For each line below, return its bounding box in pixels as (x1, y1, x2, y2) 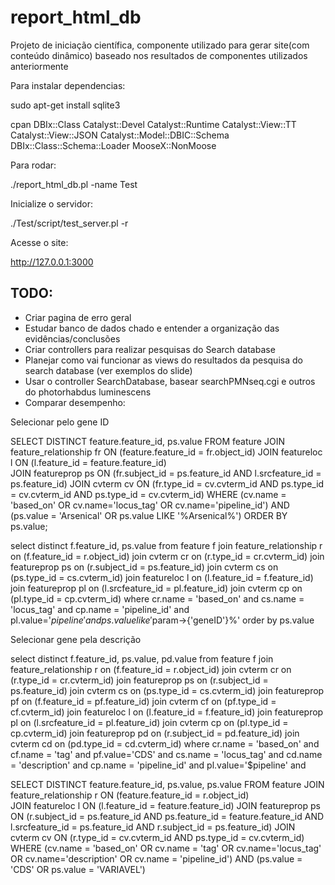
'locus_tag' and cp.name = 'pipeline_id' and (10, 603, 190, 615)
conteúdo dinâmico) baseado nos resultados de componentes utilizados (10, 49, 308, 61)
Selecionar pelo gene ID (10, 416, 110, 428)
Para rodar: (10, 159, 57, 171)
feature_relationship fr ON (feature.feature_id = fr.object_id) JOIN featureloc (10, 446, 323, 458)
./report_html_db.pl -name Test (10, 178, 138, 190)
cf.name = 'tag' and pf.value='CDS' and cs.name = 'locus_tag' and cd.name (10, 748, 323, 760)
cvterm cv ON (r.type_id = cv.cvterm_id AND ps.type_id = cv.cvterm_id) (10, 831, 305, 843)
